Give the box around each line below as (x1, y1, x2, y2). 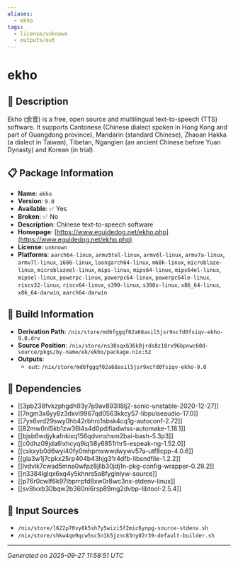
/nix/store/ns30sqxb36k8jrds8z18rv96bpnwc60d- (68, 342, 209, 349)
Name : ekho (17, 189, 52, 198)
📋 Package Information (7, 167, 114, 179)
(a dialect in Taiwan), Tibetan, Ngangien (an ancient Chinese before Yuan (7, 138, 221, 147)
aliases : (7, 10, 33, 18)
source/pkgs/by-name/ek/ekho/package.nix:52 (17, 348, 152, 355)
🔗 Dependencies (7, 383, 81, 395)
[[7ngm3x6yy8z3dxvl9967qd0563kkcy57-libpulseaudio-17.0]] (17, 409, 198, 418)
